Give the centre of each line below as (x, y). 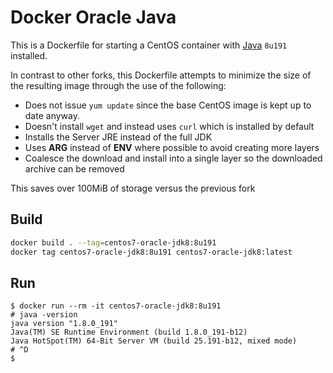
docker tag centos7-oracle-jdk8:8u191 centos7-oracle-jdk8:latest (151, 252)
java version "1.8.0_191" (64, 324)
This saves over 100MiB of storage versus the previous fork (133, 188)
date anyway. (52, 115)
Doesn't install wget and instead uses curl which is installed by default (169, 126)
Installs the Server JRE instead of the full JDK (118, 137)
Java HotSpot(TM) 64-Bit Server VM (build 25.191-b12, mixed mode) (154, 341)
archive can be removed (74, 168)
